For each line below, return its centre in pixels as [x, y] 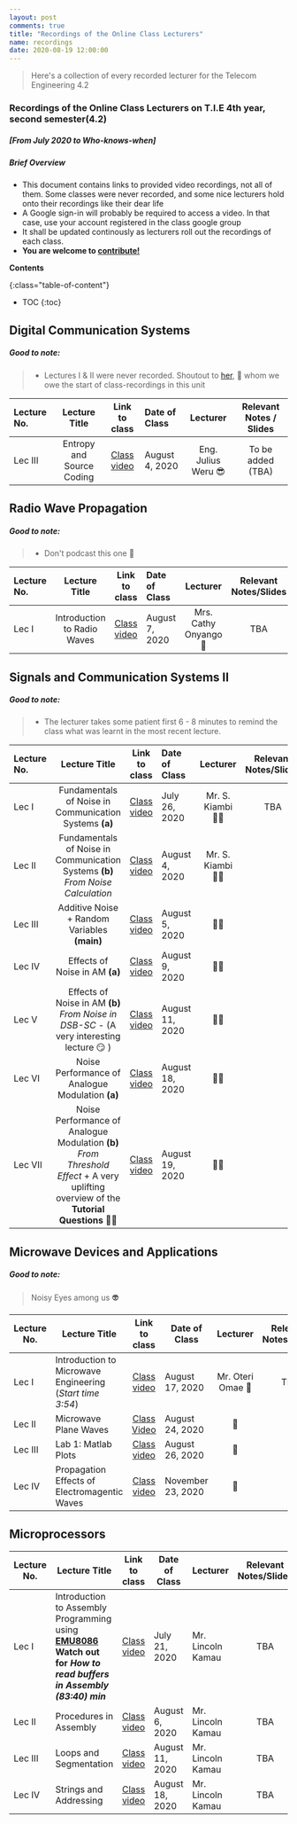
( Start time [77, 1393]
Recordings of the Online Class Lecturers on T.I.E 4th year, [137, 108]
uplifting [88, 1187]
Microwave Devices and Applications [114, 1252]
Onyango [203, 635]
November [187, 1480]
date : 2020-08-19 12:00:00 [59, 51]
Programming [84, 1618]
